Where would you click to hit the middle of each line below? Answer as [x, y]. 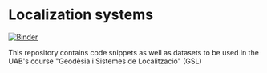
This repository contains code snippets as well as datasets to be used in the [133, 52]
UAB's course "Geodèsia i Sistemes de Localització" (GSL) [105, 61]
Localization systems [81, 15]
